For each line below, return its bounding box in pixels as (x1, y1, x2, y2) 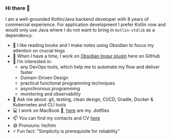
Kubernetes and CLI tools (12, 102, 66, 108)
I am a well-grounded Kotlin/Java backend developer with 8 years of (5, 16, 149, 22)
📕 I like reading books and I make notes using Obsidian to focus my (12, 42, 154, 48)
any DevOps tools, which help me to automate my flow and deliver (20, 64, 160, 70)
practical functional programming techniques (20, 80, 115, 86)
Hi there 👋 (5, 5, 31, 12)
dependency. (5, 33, 33, 39)
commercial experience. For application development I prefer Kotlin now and (5, 21, 166, 27)
